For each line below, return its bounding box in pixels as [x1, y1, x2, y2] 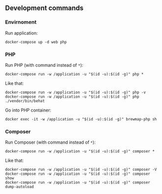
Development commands [5, 4, 84, 12]
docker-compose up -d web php [5, 39, 67, 44]
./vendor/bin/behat [5, 98, 45, 103]
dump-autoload [5, 185, 34, 190]
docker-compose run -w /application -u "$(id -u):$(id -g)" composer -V [5, 167, 157, 172]
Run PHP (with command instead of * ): [5, 62, 83, 68]
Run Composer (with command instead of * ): [5, 139, 96, 145]
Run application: [5, 30, 38, 36]
